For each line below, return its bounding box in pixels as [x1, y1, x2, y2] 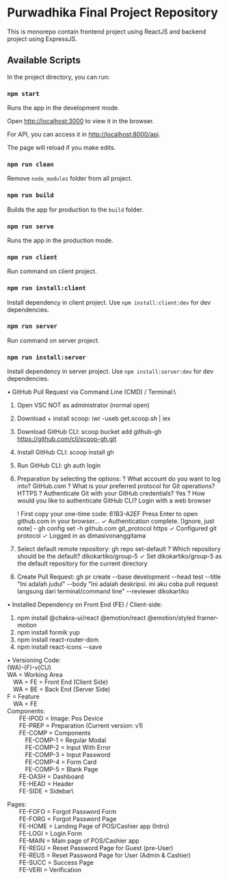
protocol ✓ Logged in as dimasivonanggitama [16, 532, 146, 540]
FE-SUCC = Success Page [19, 858, 94, 867]
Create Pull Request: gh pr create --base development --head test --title [16, 573, 221, 581]
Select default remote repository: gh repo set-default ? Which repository [16, 545, 221, 553]
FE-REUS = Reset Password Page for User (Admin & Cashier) [19, 851, 191, 860]
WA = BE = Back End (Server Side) [13, 685, 111, 693]
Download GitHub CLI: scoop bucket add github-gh [16, 428, 162, 436]
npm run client [7, 253, 58, 261]
